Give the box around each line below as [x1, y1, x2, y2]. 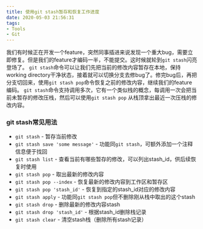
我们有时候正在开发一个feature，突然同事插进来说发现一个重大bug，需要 [6, 49, 188, 56]
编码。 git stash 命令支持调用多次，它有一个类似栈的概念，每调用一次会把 [6, 86, 192, 94]
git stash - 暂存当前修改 [15, 133, 78, 140]
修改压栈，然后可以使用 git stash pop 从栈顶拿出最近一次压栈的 [32, 94, 192, 102]
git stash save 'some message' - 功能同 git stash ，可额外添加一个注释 [15, 140, 193, 148]
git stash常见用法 [6, 118, 58, 127]
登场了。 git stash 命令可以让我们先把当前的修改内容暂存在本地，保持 [6, 64, 181, 71]
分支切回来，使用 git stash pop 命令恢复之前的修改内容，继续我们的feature [6, 79, 193, 86]
